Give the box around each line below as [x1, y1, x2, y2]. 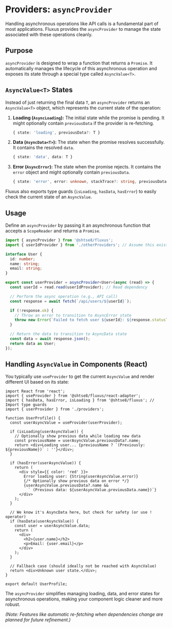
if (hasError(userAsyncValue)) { [10, 460, 81, 466]
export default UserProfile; [5, 581, 68, 587]
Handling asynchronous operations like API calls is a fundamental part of [5, 20, 159, 27]
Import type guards [5, 402, 47, 408]
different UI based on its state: [5, 379, 69, 385]
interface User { [5, 252, 42, 257]
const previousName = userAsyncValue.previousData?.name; [14, 438, 141, 444]
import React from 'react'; [5, 389, 66, 394]
